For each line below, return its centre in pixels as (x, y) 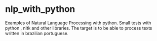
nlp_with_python (40, 9)
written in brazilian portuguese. (37, 33)
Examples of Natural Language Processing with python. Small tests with (78, 23)
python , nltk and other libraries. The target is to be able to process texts (78, 28)
